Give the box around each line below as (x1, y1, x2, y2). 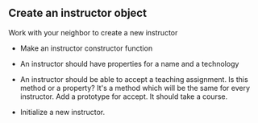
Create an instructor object (8, 6, 148, 20)
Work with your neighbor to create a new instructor (8, 27, 178, 37)
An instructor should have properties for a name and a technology (19, 59, 239, 68)
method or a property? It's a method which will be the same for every (19, 83, 251, 92)
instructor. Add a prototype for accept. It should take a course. (19, 92, 228, 101)
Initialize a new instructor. (19, 107, 106, 117)
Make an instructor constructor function (19, 43, 153, 53)
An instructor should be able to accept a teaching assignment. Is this (19, 74, 248, 84)
